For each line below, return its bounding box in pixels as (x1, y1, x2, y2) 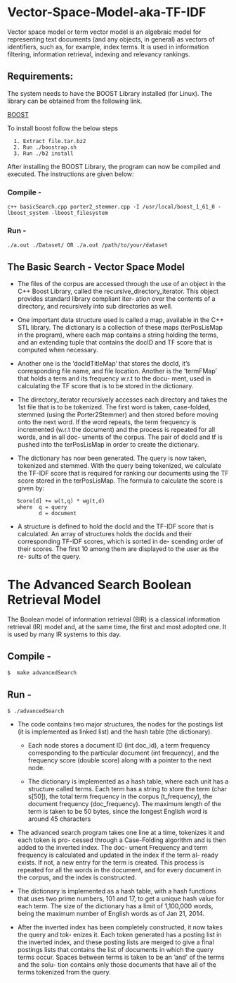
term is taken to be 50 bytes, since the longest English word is (27, 808, 209, 816)
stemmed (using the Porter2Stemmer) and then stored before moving (17, 410, 219, 419)
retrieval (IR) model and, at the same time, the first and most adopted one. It (7, 623, 227, 631)
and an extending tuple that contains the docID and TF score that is (17, 338, 213, 347)
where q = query (16, 504, 68, 511)
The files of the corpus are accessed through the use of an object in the (17, 280, 226, 288)
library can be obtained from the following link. (7, 97, 143, 105)
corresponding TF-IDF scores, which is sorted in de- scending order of (17, 537, 223, 546)
